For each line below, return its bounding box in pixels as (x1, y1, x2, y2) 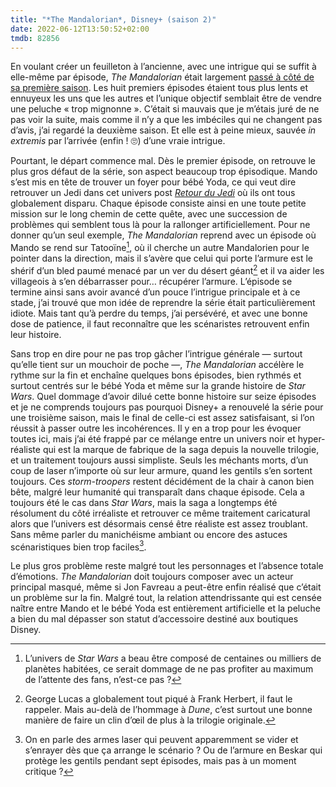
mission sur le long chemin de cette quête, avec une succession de (10, 208, 288, 220)
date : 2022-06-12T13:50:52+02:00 (10, 24, 150, 34)
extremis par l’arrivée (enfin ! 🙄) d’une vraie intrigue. (10, 135, 226, 147)
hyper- (297, 432, 326, 445)
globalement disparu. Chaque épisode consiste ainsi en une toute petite (10, 197, 307, 210)
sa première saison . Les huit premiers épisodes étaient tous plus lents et (10, 82, 308, 94)
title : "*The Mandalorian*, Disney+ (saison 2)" (10, 14, 217, 25)
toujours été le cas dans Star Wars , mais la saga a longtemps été (10, 496, 278, 508)
